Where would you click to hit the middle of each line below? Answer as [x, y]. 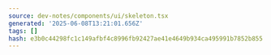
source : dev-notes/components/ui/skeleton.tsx [88, 16]
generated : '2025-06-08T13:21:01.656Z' [76, 23]
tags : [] [23, 31]
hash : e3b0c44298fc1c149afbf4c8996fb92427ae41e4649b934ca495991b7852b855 [136, 38]
